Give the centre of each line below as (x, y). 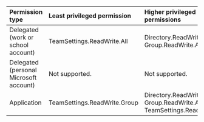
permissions (162, 19)
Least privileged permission (90, 16)
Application (25, 103)
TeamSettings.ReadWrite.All (88, 41)
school (19, 45)
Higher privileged (170, 12)
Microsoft (23, 77)
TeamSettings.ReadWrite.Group (93, 103)
